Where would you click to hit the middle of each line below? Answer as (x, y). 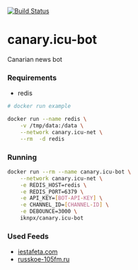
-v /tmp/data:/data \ (52, 125)
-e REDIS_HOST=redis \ (53, 185)
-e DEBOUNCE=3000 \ (49, 212)
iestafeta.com (38, 252)
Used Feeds (28, 236)
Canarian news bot (35, 59)
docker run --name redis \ (47, 119)
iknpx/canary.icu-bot (52, 218)
